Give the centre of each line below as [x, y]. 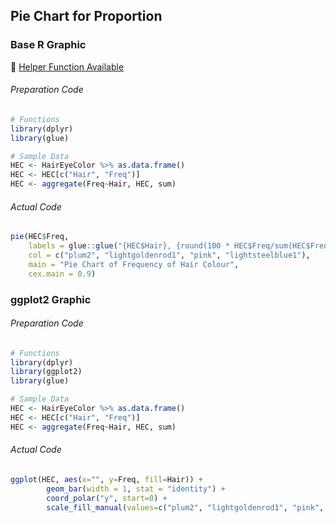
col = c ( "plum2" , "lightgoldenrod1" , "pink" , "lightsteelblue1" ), [169, 255]
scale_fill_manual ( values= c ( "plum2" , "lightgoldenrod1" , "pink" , [185, 507]
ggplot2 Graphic [51, 299]
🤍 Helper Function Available [67, 66]
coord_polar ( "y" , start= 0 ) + [107, 498]
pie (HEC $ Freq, [40, 237]
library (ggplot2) [46, 372]
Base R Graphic [48, 45]
